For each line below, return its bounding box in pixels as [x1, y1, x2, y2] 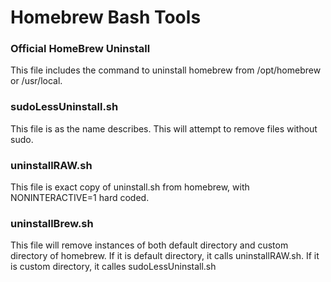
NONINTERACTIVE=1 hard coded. [10, 192, 150, 204]
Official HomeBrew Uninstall [10, 42, 151, 56]
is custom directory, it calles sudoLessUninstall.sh [10, 261, 217, 273]
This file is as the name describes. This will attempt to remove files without [10, 122, 318, 135]
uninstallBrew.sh [10, 217, 94, 230]
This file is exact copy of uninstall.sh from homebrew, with [10, 181, 250, 193]
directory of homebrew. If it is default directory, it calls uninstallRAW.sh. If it [10, 250, 320, 262]
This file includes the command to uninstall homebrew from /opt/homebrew [10, 64, 322, 76]
